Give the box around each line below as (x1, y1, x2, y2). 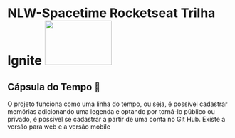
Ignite (7, 53, 43, 69)
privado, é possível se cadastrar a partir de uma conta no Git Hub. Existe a (7, 115, 226, 123)
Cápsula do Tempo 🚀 (7, 80, 101, 93)
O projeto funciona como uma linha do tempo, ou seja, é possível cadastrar (7, 100, 228, 108)
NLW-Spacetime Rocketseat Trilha (7, 5, 216, 21)
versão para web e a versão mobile (7, 122, 110, 131)
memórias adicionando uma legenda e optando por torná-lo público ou (7, 107, 216, 115)
